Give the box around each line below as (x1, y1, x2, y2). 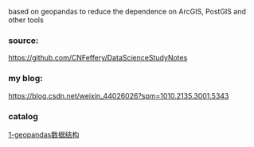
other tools (8, 15, 44, 25)
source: (8, 35, 39, 46)
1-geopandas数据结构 (8, 130, 80, 139)
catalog (8, 110, 38, 122)
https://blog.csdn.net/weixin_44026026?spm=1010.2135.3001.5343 (8, 91, 229, 100)
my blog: (8, 73, 43, 84)
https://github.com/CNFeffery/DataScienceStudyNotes (8, 53, 188, 63)
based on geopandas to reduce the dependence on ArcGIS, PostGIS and (8, 7, 247, 16)
